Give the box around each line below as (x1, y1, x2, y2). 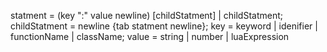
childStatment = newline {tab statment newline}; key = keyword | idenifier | (10, 20, 318, 32)
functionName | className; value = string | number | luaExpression (10, 31, 290, 42)
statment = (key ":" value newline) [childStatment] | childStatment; (10, 10, 284, 21)
